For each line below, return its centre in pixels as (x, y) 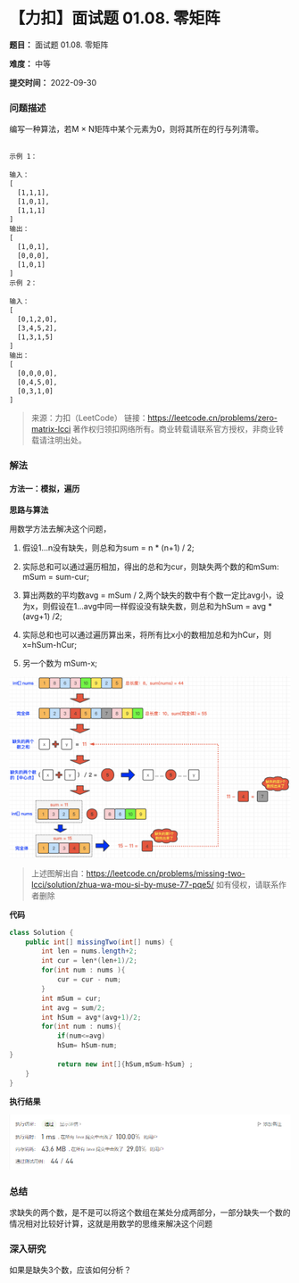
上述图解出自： (58, 873)
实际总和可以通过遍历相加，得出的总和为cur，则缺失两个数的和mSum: (150, 567)
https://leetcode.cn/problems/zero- (212, 418)
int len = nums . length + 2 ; (90, 951)
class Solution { (42, 932)
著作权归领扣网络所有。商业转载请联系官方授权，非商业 (174, 429)
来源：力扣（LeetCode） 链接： (89, 418)
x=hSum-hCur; (50, 645)
